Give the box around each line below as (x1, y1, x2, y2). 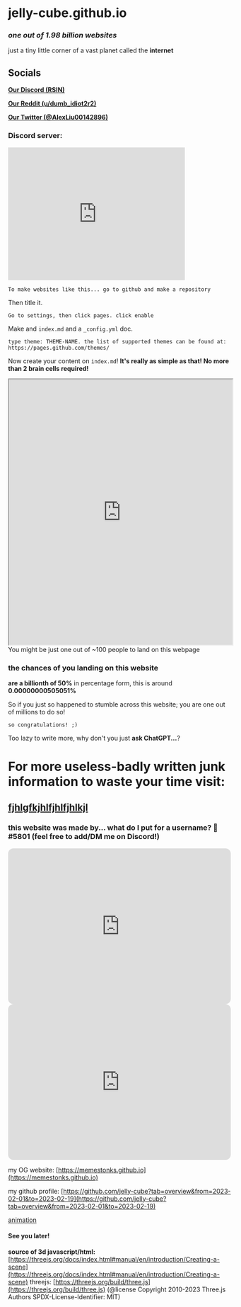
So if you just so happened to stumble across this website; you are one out (8, 700, 225, 709)
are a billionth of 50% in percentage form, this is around (8, 678, 172, 687)
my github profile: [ (8, 1187, 64, 1195)
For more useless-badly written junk (8, 759, 225, 775)
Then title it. (8, 298, 43, 307)
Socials (8, 67, 42, 79)
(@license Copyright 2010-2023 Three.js (107, 1285, 226, 1294)
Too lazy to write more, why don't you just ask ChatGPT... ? (8, 734, 181, 742)
